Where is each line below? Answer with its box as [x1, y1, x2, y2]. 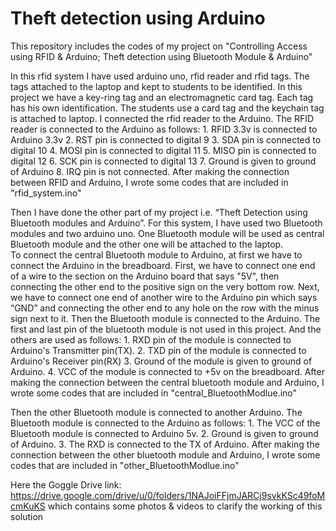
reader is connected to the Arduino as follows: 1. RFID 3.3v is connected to [10, 123, 318, 135]
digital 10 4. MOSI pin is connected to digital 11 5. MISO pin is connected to [10, 144, 317, 156]
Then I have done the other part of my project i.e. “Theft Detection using [10, 206, 308, 218]
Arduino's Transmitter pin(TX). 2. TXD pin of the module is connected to [10, 344, 307, 356]
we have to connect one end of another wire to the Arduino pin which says [10, 291, 318, 303]
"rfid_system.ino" [10, 187, 82, 199]
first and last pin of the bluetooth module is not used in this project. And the [10, 323, 322, 335]
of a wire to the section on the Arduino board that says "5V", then [10, 270, 280, 282]
